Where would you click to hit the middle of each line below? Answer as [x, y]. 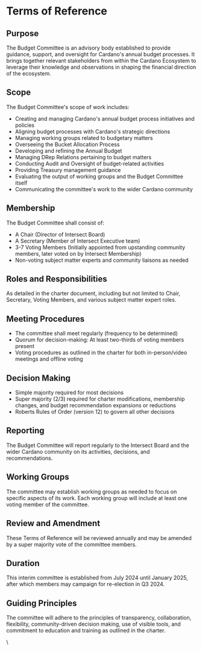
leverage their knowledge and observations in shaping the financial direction [101, 67]
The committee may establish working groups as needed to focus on [92, 491]
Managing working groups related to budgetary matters [84, 138]
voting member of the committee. [48, 504]
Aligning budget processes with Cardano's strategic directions [93, 132]
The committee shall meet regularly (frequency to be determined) [96, 334]
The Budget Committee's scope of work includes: [68, 107]
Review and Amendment [53, 523]
